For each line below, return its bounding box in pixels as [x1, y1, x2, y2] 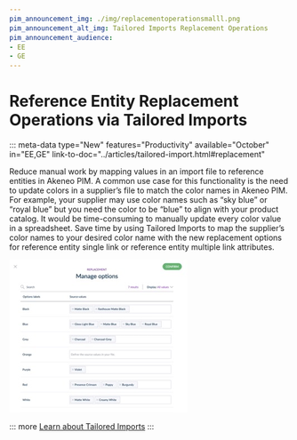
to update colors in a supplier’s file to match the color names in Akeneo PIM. [9, 185, 288, 196]
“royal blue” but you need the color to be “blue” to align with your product [9, 204, 279, 215]
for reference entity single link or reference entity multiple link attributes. [9, 242, 275, 252]
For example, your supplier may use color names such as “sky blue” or [9, 195, 268, 205]
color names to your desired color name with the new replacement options [9, 232, 283, 244]
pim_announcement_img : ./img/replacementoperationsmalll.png [9, 14, 241, 23]
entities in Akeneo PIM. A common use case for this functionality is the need [9, 176, 289, 187]
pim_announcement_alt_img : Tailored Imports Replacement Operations [9, 23, 269, 33]
